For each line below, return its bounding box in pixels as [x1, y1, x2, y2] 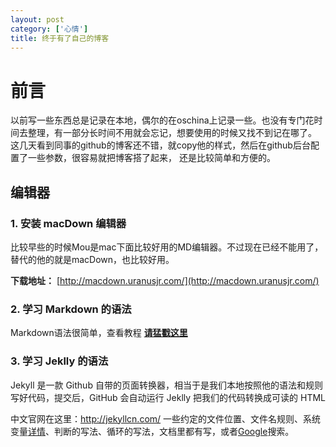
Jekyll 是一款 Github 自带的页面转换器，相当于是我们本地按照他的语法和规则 [10, 379, 323, 391]
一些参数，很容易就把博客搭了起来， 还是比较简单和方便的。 [27, 152, 276, 164]
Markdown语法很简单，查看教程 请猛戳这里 [10, 327, 188, 339]
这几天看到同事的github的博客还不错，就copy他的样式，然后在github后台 [10, 139, 311, 151]
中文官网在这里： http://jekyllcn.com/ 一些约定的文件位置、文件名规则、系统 [10, 412, 322, 425]
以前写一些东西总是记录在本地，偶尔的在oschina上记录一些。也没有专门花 [10, 114, 315, 126]
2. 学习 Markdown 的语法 [10, 302, 132, 316]
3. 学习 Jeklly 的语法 [10, 354, 109, 368]
